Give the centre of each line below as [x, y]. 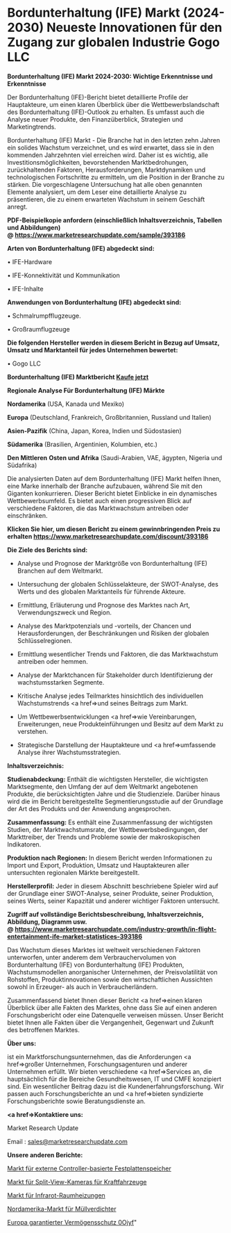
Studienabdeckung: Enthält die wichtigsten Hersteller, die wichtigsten [108, 779]
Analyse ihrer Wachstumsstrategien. [69, 752]
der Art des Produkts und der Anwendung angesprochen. [89, 808]
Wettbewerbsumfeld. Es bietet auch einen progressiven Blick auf [100, 500]
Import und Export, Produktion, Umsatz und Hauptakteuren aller [98, 865]
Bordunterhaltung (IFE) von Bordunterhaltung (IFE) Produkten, [96, 965]
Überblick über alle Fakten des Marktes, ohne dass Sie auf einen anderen [112, 1007]
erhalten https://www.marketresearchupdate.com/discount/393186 [108, 536]
